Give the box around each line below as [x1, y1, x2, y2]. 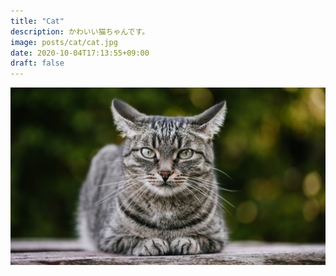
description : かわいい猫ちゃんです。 [10, 26, 150, 37]
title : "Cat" [10, 16, 65, 26]
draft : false [10, 58, 65, 69]
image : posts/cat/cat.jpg [10, 37, 118, 47]
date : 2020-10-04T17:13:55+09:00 [10, 48, 150, 58]
